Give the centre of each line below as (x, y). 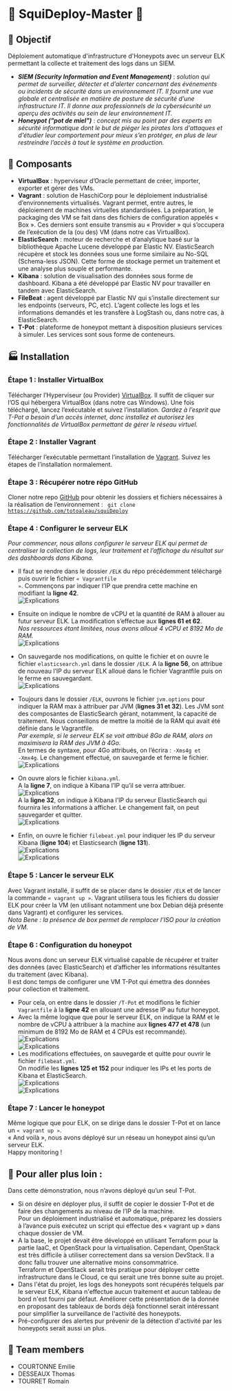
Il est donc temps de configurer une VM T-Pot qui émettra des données (109, 981)
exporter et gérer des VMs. (56, 188)
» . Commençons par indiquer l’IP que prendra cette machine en (108, 586)
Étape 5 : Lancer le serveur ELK (61, 875)
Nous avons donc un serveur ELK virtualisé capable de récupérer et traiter (113, 959)
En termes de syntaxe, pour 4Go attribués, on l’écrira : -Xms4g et (109, 751)
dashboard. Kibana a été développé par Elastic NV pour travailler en (114, 283)
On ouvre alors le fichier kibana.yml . (69, 778)
